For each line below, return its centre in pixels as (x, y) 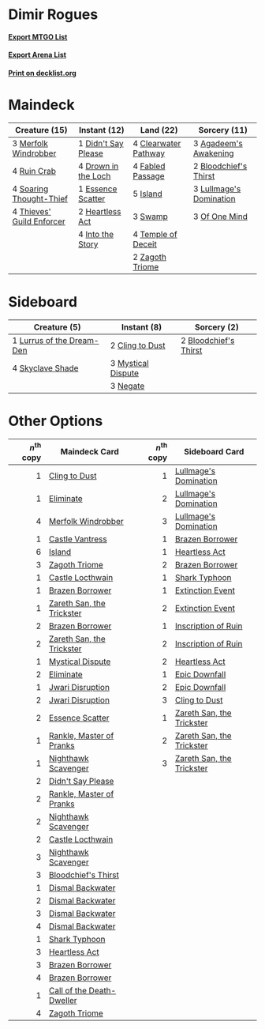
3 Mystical (129, 363)
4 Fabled (149, 166)
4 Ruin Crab (34, 171)
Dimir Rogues (53, 15)
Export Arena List (37, 55)
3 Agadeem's (218, 143)
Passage (149, 175)
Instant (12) (101, 130)
